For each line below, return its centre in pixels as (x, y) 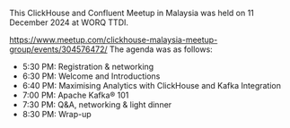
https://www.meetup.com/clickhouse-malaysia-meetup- (114, 40)
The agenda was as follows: (161, 49)
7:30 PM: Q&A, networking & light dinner (97, 105)
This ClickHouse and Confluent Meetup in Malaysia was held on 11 (132, 13)
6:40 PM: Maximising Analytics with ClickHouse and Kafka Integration (151, 85)
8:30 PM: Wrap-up (57, 114)
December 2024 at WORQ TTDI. (69, 22)
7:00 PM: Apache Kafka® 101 (75, 95)
